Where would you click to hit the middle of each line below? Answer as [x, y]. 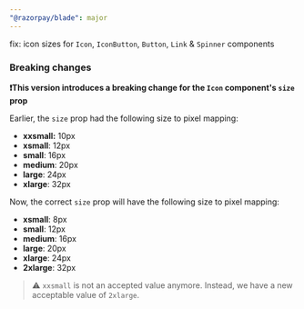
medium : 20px [51, 164]
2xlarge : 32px [49, 267]
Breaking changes [51, 67]
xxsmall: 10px [49, 135]
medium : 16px [50, 238]
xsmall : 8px [45, 219]
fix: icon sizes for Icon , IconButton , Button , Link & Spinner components [142, 44]
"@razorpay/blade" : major [58, 18]
